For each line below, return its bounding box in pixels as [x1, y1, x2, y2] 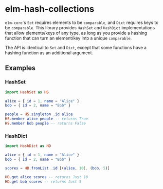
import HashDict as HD [5, 144, 51, 148]
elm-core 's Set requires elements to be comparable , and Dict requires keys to [5, 20, 159, 25]
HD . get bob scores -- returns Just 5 [5, 179, 82, 184]
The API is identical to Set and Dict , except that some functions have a [5, 44, 147, 50]
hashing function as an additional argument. [5, 50, 93, 56]
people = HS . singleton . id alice [5, 112, 73, 117]
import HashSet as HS [5, 89, 49, 95]
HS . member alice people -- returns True [5, 116, 89, 122]
